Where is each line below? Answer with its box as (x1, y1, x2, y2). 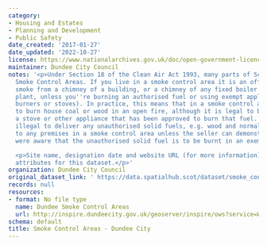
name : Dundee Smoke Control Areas (15, 203, 130, 211)
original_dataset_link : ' (8, 174, 94, 182)
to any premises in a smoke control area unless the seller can (15, 129, 233, 137)
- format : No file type (8, 195, 87, 203)
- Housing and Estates (8, 19, 83, 27)
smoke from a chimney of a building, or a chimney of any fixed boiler (15, 85, 258, 94)
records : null (8, 181, 56, 189)
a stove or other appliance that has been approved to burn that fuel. (15, 115, 258, 123)
